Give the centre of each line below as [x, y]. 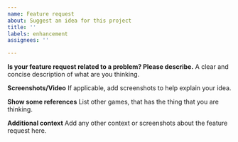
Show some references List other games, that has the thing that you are [113, 102]
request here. [27, 131]
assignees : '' [28, 40]
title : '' [22, 27]
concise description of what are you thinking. [74, 75]
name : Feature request [41, 14]
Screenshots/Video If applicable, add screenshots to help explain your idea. [119, 88]
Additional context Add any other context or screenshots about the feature [118, 123]
